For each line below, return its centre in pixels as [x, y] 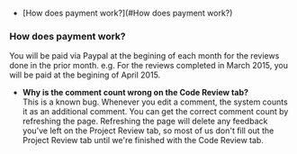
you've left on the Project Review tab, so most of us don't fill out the [148, 131]
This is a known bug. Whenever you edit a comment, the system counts [155, 102]
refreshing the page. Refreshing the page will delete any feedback [145, 122]
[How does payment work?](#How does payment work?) [127, 13]
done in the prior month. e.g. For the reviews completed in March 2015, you [149, 66]
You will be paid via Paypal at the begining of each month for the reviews [144, 56]
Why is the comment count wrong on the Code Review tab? [135, 93]
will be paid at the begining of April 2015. [85, 75]
